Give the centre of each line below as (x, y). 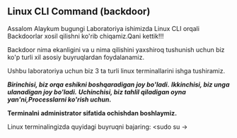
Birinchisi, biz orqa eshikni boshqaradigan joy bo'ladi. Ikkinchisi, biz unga (118, 84)
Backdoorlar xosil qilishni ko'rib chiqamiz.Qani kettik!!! (86, 36)
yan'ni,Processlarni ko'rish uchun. (59, 99)
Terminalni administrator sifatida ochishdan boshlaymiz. (92, 113)
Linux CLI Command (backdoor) (79, 12)
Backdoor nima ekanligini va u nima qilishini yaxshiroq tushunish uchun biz (116, 49)
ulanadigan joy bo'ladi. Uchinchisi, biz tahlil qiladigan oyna (97, 92)
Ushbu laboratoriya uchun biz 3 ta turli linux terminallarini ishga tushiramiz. (116, 70)
